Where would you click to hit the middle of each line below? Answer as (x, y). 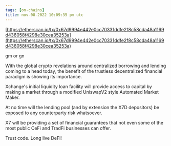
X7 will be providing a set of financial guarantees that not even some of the (84, 122)
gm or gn (15, 56)
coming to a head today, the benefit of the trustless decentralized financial (84, 71)
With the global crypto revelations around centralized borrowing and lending (86, 66)
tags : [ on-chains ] (25, 10)
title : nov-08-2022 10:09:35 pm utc (44, 15)
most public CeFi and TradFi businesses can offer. (58, 128)
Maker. (13, 97)
